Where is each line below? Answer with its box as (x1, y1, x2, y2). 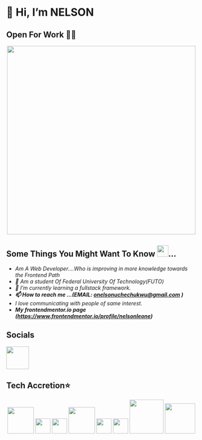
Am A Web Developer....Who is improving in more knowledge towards (14, 265, 188, 272)
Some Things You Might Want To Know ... (6, 249, 177, 259)
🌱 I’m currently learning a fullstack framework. (14, 284, 131, 292)
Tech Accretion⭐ (6, 380, 71, 391)
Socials (6, 330, 35, 340)
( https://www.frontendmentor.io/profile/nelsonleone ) (14, 312, 153, 319)
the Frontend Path (14, 271, 60, 278)
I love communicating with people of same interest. (14, 299, 143, 307)
